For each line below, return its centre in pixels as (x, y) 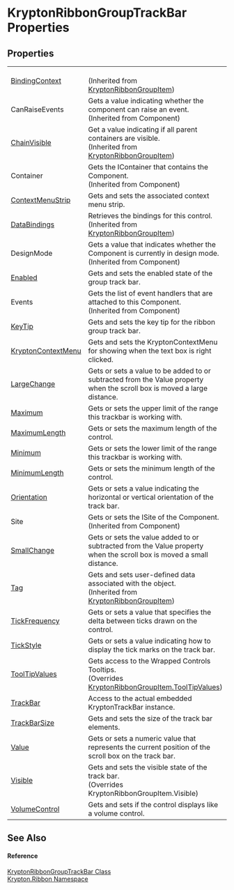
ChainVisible (31, 143)
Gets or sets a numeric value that (142, 738)
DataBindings (33, 224)
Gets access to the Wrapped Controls (149, 661)
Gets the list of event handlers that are (150, 293)
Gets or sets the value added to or (144, 537)
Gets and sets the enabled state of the (150, 273)
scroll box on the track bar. (132, 756)
